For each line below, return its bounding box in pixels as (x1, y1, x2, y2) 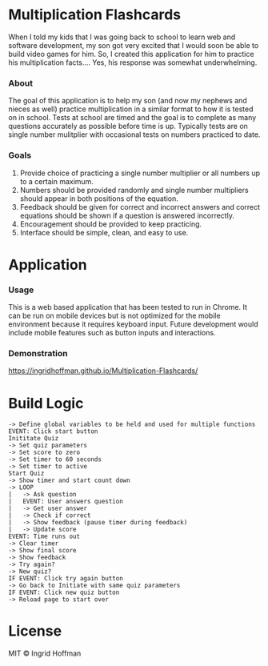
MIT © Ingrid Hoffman (8, 648, 82, 658)
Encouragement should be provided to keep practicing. (19, 219, 202, 229)
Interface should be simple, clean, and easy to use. (19, 227, 189, 237)
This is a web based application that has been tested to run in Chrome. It (8, 303, 248, 312)
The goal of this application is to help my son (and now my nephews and (8, 96, 247, 106)
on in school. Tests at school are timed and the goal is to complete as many (8, 113, 257, 122)
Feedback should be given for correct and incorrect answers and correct (19, 202, 261, 211)
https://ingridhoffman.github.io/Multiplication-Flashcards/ (8, 366, 198, 375)
